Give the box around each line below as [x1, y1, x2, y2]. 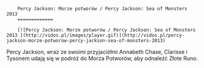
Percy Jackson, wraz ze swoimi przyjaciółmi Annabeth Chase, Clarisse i [6, 49, 188, 55]
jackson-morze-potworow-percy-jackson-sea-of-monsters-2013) [6, 38, 166, 44]
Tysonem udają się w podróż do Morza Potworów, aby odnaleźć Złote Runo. [6, 55, 198, 62]
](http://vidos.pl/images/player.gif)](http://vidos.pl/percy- [20, 32, 185, 38]
